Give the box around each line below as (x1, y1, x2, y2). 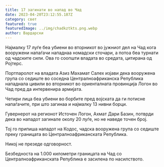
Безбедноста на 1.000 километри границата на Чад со (5, 151, 122, 156)
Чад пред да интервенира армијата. (5, 86, 83, 92)
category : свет (5, 17, 37, 22)
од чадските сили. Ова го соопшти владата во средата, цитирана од (5, 55, 152, 61)
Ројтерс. (5, 61, 23, 66)
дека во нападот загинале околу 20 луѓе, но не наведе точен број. (5, 116, 148, 122)
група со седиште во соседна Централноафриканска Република (5, 76, 144, 81)
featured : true (5, 21, 37, 27)
